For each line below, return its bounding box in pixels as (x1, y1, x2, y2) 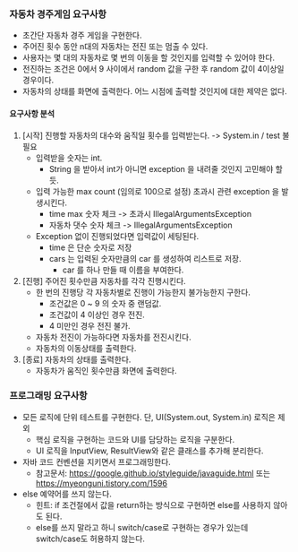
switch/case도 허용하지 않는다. (35, 533, 146, 544)
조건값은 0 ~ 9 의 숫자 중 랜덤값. (48, 298, 162, 308)
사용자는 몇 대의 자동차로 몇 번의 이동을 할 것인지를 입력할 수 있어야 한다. (21, 52, 276, 64)
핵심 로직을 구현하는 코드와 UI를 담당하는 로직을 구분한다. (35, 434, 235, 444)
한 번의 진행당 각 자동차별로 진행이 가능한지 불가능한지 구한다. (35, 287, 251, 298)
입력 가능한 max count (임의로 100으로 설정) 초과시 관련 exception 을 (35, 185, 280, 196)
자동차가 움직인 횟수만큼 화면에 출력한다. (35, 365, 177, 375)
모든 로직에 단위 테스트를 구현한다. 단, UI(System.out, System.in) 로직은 (21, 411, 276, 422)
